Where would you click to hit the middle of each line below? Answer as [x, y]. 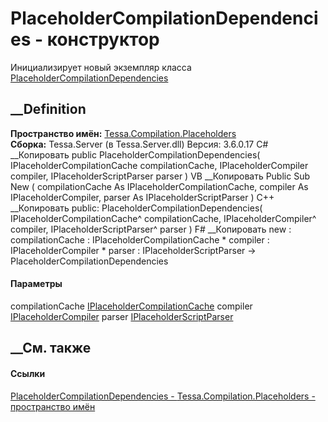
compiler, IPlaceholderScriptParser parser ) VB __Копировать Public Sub [160, 176]
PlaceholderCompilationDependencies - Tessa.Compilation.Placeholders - [163, 396]
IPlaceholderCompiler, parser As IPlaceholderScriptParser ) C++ [142, 197]
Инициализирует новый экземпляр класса [101, 67]
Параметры [36, 284]
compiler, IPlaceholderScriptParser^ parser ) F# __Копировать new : [151, 229]
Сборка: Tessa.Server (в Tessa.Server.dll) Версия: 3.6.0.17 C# [139, 144]
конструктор [103, 39]
